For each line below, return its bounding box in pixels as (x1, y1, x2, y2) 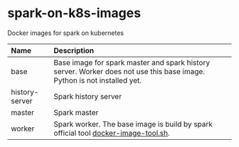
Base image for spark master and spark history (53, 57, 211, 67)
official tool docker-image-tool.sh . (53, 128, 171, 138)
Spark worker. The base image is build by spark (53, 119, 213, 129)
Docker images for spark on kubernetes (7, 29, 124, 37)
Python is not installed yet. (53, 75, 142, 85)
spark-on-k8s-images (7, 5, 141, 21)
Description (53, 45, 95, 55)
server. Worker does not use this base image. (53, 66, 205, 76)
